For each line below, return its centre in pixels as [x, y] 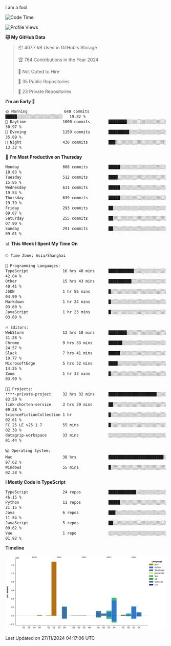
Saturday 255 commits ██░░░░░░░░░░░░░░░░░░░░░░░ [86, 218]
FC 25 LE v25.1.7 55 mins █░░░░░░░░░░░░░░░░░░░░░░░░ [86, 425]
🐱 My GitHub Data [26, 37]
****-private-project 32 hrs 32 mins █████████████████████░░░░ [86, 394]
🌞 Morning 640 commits [47, 111]
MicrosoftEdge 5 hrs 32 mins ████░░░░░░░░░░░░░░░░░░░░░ [86, 364]
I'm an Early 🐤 [20, 101]
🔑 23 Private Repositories [45, 91]
